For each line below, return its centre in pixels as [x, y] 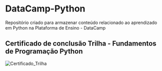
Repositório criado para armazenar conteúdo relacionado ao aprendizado [81, 22]
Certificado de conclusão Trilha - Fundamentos [81, 44]
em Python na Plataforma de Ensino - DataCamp [55, 27]
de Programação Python [44, 51]
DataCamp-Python [45, 9]
